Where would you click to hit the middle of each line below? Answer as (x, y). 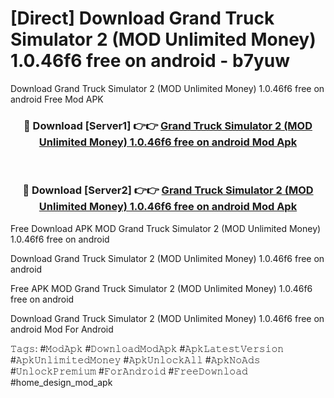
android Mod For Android (62, 329)
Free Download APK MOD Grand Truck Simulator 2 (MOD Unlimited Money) (166, 228)
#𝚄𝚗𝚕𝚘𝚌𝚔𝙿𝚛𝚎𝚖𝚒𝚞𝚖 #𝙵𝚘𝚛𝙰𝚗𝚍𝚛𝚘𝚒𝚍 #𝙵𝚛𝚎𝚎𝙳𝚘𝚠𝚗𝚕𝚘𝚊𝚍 (129, 371)
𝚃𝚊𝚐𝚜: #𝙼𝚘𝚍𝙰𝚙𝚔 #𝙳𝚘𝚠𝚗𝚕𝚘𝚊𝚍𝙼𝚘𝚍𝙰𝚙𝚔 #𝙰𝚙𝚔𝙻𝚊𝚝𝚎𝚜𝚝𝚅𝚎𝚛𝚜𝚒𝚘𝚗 (147, 348)
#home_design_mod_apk (61, 382)
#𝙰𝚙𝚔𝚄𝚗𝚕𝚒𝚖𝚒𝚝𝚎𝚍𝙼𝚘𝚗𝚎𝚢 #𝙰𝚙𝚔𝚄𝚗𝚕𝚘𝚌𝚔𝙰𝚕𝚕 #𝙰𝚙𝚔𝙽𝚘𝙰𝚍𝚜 (135, 359)
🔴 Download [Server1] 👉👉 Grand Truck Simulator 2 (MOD (168, 125)
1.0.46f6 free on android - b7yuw (150, 61)
